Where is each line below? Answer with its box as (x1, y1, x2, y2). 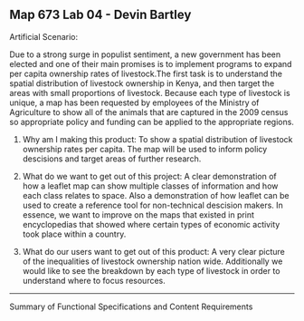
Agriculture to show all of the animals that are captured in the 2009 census (9, 106, 289, 117)
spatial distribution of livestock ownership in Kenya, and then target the (9, 77, 275, 89)
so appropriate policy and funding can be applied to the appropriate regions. (9, 116, 294, 127)
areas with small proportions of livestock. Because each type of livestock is (9, 87, 291, 98)
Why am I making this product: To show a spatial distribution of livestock (22, 133, 293, 144)
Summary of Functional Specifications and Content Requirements (9, 301, 253, 312)
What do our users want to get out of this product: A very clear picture (22, 246, 285, 257)
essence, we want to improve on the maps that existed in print (22, 209, 255, 220)
